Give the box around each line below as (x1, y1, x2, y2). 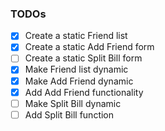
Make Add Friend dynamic (24, 75, 134, 87)
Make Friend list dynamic (24, 63, 129, 76)
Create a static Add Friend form (24, 41, 155, 53)
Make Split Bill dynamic (24, 97, 122, 109)
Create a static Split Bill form (24, 52, 143, 64)
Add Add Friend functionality (24, 86, 144, 98)
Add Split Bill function (24, 108, 115, 121)
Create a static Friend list (24, 30, 128, 42)
